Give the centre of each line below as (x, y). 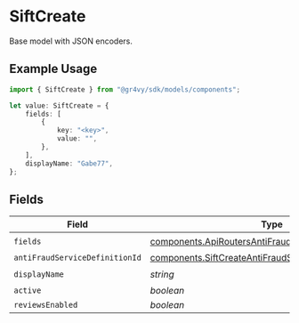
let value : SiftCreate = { (59, 105)
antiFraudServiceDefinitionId (78, 258)
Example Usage (53, 69)
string (162, 274)
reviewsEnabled (46, 305)
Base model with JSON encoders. (71, 41)
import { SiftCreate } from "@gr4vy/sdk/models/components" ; (125, 89)
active (28, 291)
